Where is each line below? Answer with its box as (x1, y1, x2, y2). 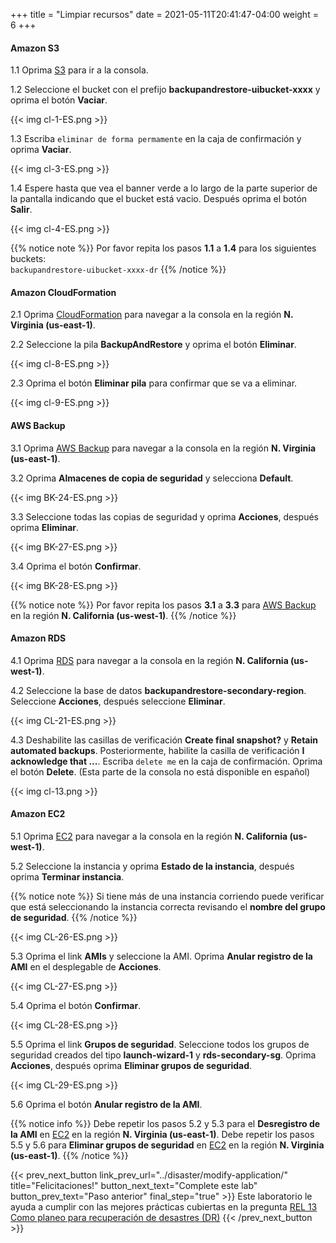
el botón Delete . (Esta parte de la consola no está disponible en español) (10, 765, 311, 778)
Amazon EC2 (10, 808, 66, 820)
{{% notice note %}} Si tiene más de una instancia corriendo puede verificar (10, 890, 325, 903)
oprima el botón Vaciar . (10, 94, 108, 106)
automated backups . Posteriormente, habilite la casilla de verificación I (10, 744, 305, 756)
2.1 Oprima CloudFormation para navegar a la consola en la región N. (10, 309, 294, 321)
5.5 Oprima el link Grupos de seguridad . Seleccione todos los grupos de (10, 1039, 310, 1051)
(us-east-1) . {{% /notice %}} (10, 1150, 129, 1162)
